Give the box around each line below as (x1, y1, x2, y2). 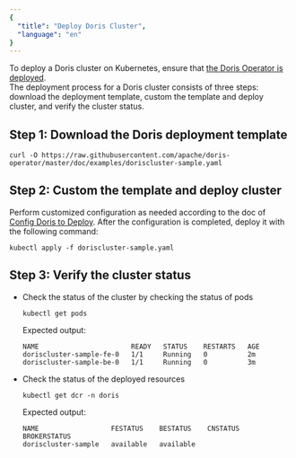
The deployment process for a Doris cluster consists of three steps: (9, 82, 259, 92)
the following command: (9, 225, 99, 236)
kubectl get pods (22, 309, 88, 318)
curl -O (9, 151, 39, 160)
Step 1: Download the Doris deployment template (9, 127, 288, 142)
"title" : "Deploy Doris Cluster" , (17, 22, 146, 31)
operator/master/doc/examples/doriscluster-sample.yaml (9, 159, 222, 168)
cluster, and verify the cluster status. (9, 101, 145, 112)
